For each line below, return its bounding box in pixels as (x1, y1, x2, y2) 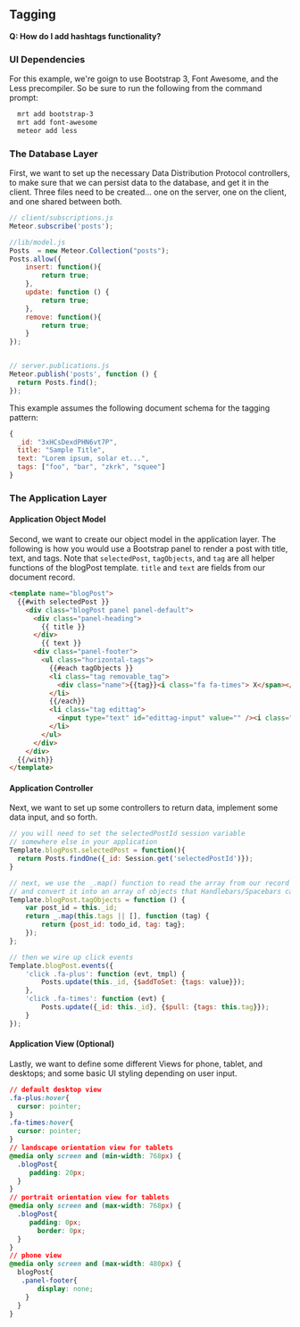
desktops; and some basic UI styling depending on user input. (9, 1067, 237, 1079)
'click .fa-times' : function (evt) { (25, 995, 166, 1004)
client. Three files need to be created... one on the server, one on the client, (9, 187, 287, 197)
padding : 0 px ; (29, 1218, 82, 1227)
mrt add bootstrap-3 (17, 110, 94, 119)
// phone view (9, 1251, 62, 1260)
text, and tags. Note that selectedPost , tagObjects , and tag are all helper (9, 553, 275, 563)
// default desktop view (9, 1085, 102, 1094)
